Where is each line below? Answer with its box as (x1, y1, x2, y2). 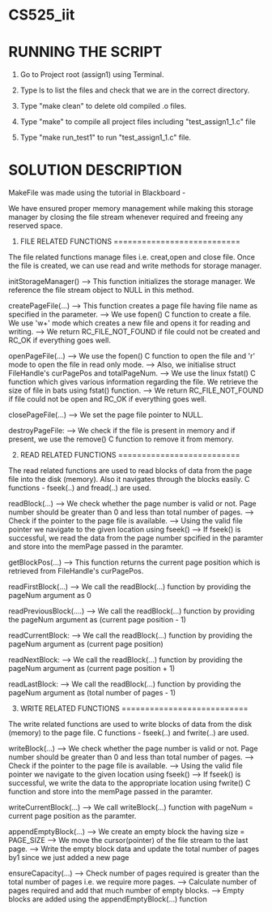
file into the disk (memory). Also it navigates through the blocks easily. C (8, 475, 250, 484)
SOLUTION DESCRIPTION (8, 161, 182, 179)
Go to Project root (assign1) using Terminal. (19, 70, 164, 80)
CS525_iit (8, 6, 75, 24)
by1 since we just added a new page (8, 853, 130, 863)
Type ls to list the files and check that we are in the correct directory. (19, 85, 250, 95)
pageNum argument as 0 (8, 591, 91, 600)
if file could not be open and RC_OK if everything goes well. (8, 394, 206, 404)
